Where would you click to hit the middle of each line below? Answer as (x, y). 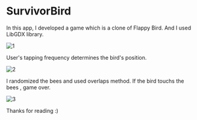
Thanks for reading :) (32, 110)
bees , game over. (29, 87)
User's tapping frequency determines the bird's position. (77, 57)
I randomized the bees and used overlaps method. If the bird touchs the (95, 81)
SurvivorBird (39, 11)
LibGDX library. (25, 34)
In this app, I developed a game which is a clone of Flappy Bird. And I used (99, 28)
